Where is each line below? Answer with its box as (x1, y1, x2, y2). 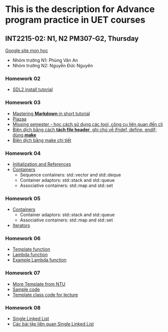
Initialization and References (12, 161, 71, 167)
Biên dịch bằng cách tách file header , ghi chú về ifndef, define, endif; (12, 127, 157, 133)
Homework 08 (5, 304, 41, 311)
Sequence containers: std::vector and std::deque (20, 172, 121, 178)
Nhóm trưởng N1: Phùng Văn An (12, 57, 78, 63)
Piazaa (12, 116, 27, 122)
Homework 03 (5, 99, 41, 106)
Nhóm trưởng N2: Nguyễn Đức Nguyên (12, 63, 93, 68)
